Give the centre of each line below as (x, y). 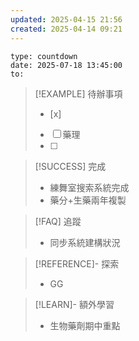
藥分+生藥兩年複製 (88, 200)
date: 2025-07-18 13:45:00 (66, 65)
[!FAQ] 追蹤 (58, 221)
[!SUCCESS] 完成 (70, 166)
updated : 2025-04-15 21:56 (66, 19)
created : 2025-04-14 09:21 (66, 29)
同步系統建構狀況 (85, 242)
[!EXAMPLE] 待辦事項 (78, 93)
